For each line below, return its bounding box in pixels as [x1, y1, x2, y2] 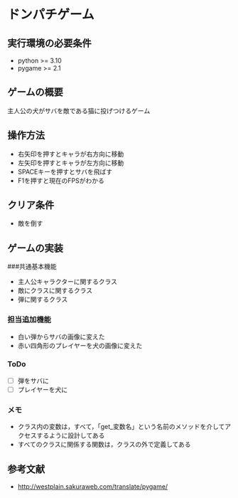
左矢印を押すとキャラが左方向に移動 [17, 158, 124, 167]
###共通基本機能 [7, 263, 57, 271]
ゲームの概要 [7, 86, 64, 98]
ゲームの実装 [7, 242, 64, 254]
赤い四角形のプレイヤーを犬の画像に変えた [17, 341, 143, 349]
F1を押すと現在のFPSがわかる [17, 176, 104, 185]
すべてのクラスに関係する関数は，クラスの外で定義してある [17, 440, 191, 449]
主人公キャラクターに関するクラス [17, 277, 117, 286]
